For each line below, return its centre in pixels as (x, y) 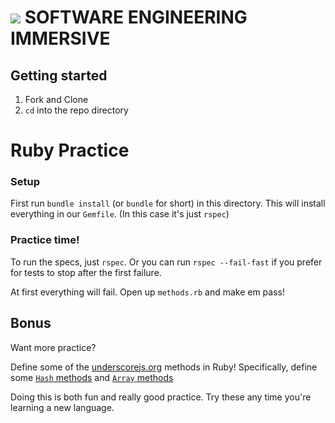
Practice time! (45, 240)
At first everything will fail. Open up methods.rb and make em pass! (147, 292)
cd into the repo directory (76, 110)
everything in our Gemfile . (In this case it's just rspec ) (120, 214)
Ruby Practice (70, 150)
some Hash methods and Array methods (92, 377)
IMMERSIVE (60, 38)
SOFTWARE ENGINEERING (136, 17)
